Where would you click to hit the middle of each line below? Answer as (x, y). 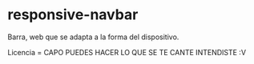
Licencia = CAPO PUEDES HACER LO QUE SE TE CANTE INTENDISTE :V (127, 52)
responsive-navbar (73, 15)
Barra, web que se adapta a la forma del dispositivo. (93, 37)
